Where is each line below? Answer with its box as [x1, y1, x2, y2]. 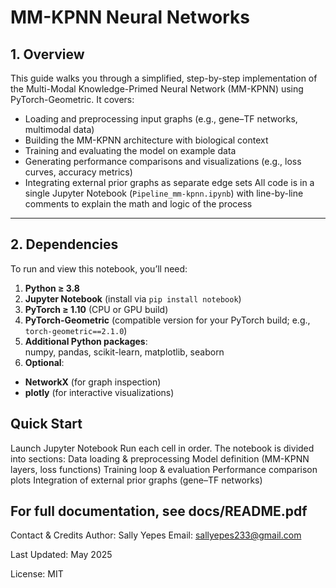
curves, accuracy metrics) [24, 166, 133, 178]
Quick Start [10, 416, 83, 433]
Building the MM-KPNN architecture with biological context [24, 134, 269, 146]
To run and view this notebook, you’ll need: [10, 262, 188, 275]
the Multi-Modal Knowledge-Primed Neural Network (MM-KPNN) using [10, 83, 304, 95]
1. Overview [10, 46, 85, 63]
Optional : [24, 356, 65, 368]
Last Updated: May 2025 [10, 549, 113, 561]
